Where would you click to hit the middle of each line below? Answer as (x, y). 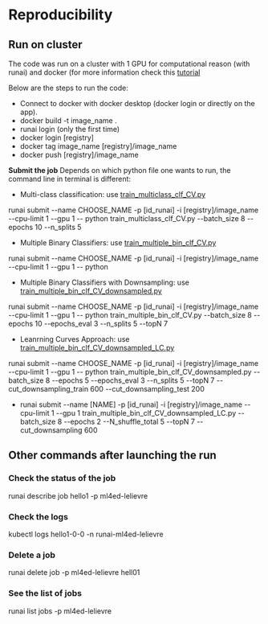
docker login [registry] (57, 138)
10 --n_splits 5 (58, 227)
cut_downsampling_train (49, 389)
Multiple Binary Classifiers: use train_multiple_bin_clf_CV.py (118, 242)
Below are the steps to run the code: (68, 88)
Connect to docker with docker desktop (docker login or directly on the (137, 103)
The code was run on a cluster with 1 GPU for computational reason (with (129, 64)
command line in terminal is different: (69, 179)
